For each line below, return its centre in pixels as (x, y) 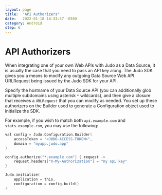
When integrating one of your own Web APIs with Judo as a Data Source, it (80, 65)
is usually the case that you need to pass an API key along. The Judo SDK (79, 71)
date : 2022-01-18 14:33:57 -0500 (41, 19)
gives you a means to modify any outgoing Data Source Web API (70, 76)
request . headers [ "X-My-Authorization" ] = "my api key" (71, 161)
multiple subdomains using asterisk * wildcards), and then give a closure (78, 96)
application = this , (35, 179)
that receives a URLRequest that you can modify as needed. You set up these (81, 101)
